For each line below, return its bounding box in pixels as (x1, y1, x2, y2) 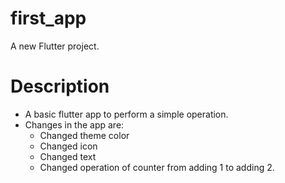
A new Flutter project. (10, 40, 100, 52)
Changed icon (39, 140, 98, 152)
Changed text (39, 150, 97, 162)
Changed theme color (39, 129, 130, 141)
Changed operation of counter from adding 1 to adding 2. (39, 161, 275, 173)
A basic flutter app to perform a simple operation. (24, 108, 229, 120)
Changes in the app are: (24, 118, 125, 131)
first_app (10, 7, 87, 30)
